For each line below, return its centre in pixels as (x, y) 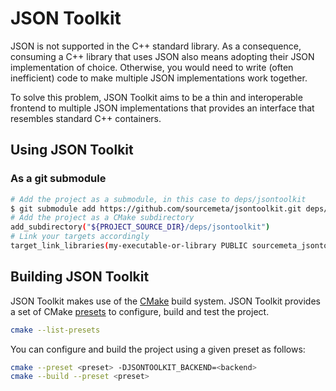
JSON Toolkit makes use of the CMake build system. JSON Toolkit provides (165, 301)
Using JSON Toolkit (72, 150)
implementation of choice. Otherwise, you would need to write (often (152, 67)
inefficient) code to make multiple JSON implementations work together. (159, 78)
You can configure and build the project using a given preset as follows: (158, 349)
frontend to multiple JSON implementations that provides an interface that (162, 108)
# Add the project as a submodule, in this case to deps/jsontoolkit (158, 199)
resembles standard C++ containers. (86, 118)
